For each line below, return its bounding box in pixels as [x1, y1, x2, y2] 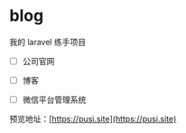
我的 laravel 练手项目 [9, 36, 87, 47]
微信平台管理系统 [22, 94, 87, 105]
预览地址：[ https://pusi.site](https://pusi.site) [9, 114, 177, 125]
